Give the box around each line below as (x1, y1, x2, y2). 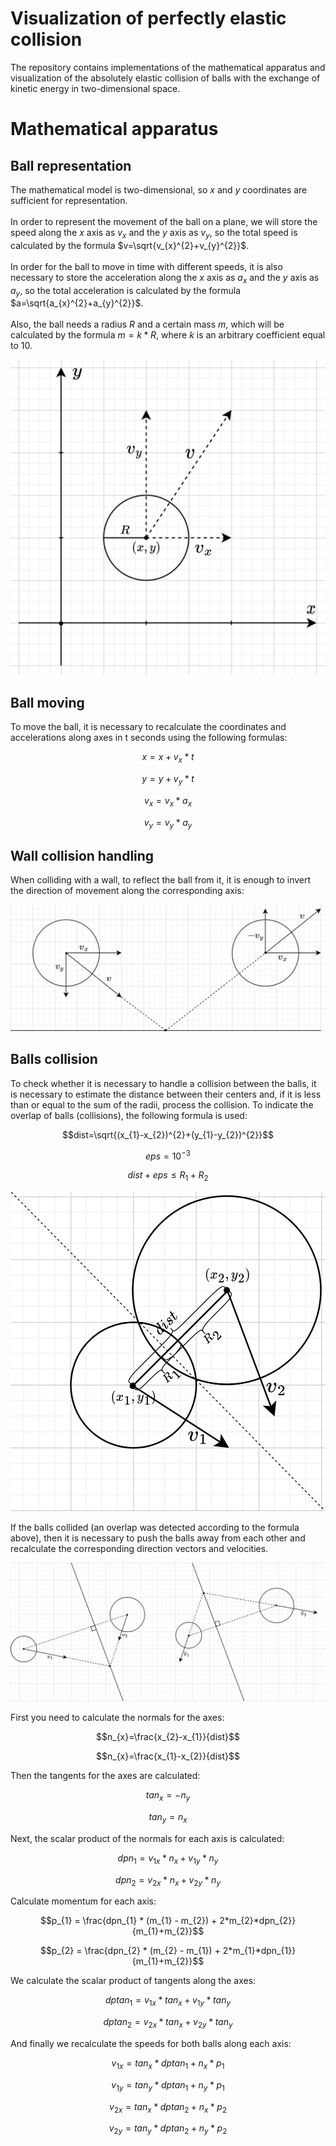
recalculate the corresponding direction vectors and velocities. (10, 1542, 269, 1554)
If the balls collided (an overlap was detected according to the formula (10, 1521, 300, 1533)
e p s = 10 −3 (145, 1148, 191, 1162)
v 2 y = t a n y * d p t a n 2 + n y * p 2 (108, 2122, 228, 2137)
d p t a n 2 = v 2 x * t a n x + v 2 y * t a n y (103, 2016, 233, 2030)
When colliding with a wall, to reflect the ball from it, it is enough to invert (10, 874, 312, 886)
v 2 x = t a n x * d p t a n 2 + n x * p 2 (109, 2100, 227, 2115)
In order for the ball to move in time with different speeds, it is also (10, 260, 283, 272)
